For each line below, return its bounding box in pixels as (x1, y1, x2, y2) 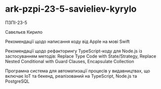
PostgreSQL (5, 78, 30, 84)
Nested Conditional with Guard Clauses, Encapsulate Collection (5, 58, 134, 64)
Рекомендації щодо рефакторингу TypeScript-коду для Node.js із (5, 48, 142, 54)
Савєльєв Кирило (5, 29, 43, 35)
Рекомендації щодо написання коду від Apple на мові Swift (5, 38, 130, 44)
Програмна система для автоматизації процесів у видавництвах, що (5, 67, 151, 74)
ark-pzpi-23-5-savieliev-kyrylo (5, 3, 137, 15)
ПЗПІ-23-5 (5, 20, 28, 25)
